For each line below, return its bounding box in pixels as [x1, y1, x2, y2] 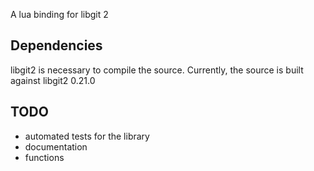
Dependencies [10, 37, 103, 54]
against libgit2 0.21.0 [10, 74, 96, 86]
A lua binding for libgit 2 [10, 9, 109, 20]
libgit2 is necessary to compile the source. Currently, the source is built [10, 64, 304, 76]
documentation [24, 140, 88, 153]
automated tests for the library [24, 130, 150, 142]
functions [24, 151, 65, 163]
